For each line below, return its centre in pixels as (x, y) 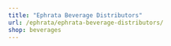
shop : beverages (35, 30)
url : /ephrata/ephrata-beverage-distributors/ (86, 23)
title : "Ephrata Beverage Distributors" (76, 15)
